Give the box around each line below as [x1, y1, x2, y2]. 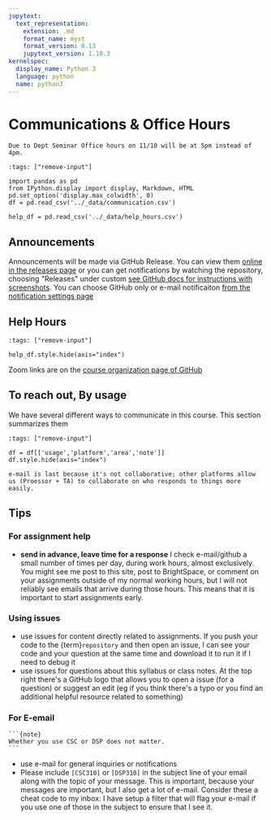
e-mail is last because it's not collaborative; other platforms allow [8, 469, 256, 478]
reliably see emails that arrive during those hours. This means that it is [19, 583, 256, 594]
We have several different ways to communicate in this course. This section [8, 410, 261, 420]
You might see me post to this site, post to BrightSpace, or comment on [19, 566, 260, 576]
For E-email [8, 712, 55, 723]
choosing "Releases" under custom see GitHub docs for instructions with [8, 274, 253, 284]
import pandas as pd [8, 177, 79, 185]
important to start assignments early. [19, 592, 144, 602]
